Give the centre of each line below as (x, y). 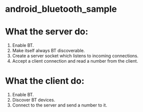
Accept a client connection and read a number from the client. (75, 61)
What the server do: (47, 32)
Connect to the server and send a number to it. (59, 105)
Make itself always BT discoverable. (48, 51)
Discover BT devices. (34, 100)
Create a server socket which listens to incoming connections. (75, 56)
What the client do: (45, 81)
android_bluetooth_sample (61, 9)
